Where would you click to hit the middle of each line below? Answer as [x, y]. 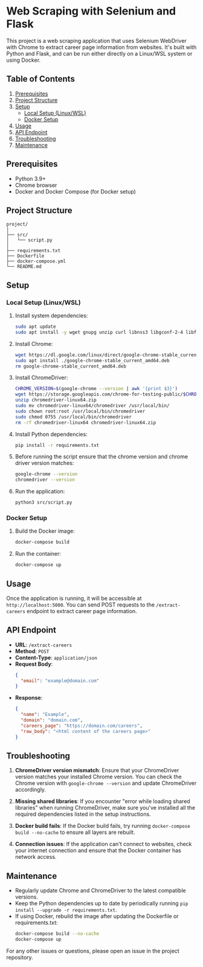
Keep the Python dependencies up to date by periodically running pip [101, 904]
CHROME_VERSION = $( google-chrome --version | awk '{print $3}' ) [96, 389]
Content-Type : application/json [56, 657]
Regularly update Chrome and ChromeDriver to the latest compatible [100, 891]
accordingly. [31, 790]
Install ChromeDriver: [41, 378]
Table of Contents [41, 79]
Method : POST [32, 651]
